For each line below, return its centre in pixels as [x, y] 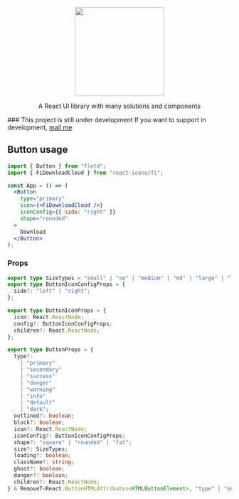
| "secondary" [41, 370]
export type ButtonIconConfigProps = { [67, 284]
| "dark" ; [35, 409]
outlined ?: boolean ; [44, 416]
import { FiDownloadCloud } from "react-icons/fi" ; [85, 173]
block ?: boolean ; [39, 423]
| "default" [38, 403]
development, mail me [40, 127]
